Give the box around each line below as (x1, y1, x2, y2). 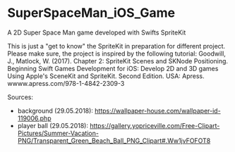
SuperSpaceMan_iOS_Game (7, 5, 175, 21)
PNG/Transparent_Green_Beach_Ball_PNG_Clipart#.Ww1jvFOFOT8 (17, 136, 211, 145)
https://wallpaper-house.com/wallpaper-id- (95, 106, 221, 115)
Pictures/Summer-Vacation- (17, 129, 99, 137)
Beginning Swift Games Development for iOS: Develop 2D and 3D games (7, 64, 219, 72)
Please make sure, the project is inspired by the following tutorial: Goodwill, (7, 49, 226, 58)
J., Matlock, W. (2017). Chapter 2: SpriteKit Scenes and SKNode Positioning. (7, 56, 228, 65)
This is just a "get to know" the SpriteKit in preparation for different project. (7, 42, 226, 50)
